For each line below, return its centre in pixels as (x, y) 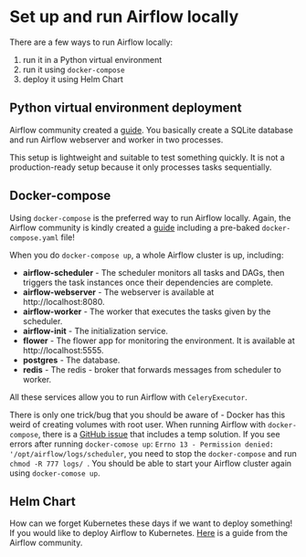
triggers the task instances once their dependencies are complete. (148, 282)
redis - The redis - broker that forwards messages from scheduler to (152, 369)
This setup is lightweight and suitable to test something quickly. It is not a (147, 157)
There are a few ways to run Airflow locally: (91, 42)
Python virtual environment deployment (126, 108)
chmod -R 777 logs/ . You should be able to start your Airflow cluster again (151, 463)
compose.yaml (34, 238)
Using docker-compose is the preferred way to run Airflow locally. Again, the (150, 217)
